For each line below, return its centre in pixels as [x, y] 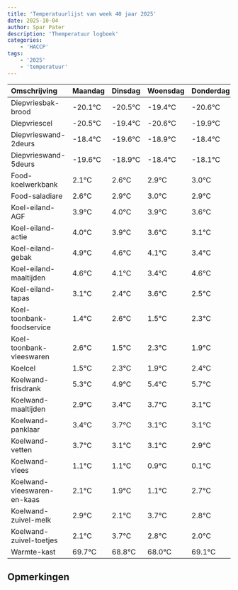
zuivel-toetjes [34, 540]
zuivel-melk [31, 520]
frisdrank [26, 388]
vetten [22, 449]
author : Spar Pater [36, 27]
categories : [25, 40]
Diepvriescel [32, 123]
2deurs [23, 143]
